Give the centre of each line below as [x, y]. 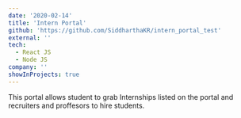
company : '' [28, 67]
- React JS [33, 52]
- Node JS [31, 60]
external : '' [30, 38]
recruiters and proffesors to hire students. [77, 105]
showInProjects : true [44, 74]
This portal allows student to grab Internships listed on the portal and [121, 97]
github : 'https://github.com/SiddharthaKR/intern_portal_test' [115, 30]
